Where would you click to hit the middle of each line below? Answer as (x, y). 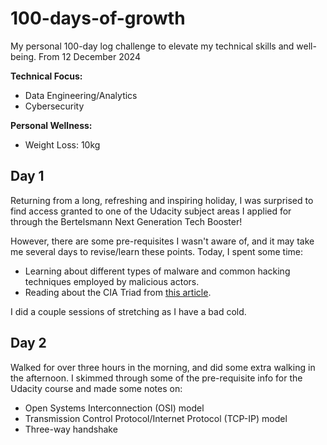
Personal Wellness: (51, 125)
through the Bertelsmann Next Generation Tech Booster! (126, 221)
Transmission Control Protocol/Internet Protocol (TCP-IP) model (156, 418)
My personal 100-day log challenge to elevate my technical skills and (152, 46)
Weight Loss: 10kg (62, 144)
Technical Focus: (46, 76)
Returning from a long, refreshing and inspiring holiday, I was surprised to (162, 200)
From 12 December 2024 (89, 56)
